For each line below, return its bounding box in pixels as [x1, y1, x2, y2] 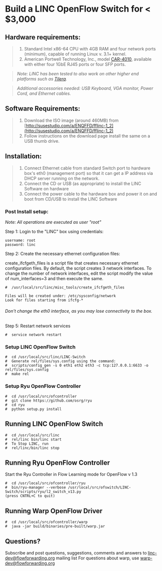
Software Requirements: [5, 104, 81, 113]
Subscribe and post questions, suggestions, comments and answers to [5, 550, 147, 555]
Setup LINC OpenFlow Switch [5, 344, 76, 351]
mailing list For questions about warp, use [55, 555, 140, 561]
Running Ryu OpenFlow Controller [5, 458, 110, 467]
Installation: [5, 152, 42, 161]
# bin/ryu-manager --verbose [5, 485, 66, 490]
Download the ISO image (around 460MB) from [24, 118, 119, 123]
